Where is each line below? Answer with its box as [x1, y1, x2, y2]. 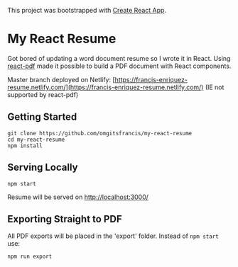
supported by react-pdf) [7, 90, 79, 98]
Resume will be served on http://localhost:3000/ [7, 193, 149, 201]
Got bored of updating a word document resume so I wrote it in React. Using [7, 54, 231, 62]
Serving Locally [7, 161, 78, 174]
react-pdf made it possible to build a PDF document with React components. [7, 62, 232, 70]
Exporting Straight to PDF [7, 212, 122, 225]
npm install [7, 142, 43, 149]
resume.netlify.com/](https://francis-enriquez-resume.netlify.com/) [7, 83, 204, 91]
